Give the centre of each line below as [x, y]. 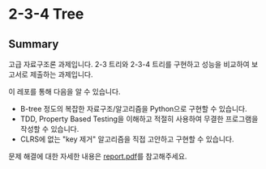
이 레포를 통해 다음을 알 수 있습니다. [64, 91]
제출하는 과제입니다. [61, 74]
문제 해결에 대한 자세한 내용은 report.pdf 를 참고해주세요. [98, 156]
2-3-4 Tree [46, 14]
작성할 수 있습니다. [49, 129]
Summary [34, 44]
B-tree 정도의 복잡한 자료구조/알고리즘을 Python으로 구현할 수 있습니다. [133, 109]
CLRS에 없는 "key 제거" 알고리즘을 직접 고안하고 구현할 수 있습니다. [127, 139]
